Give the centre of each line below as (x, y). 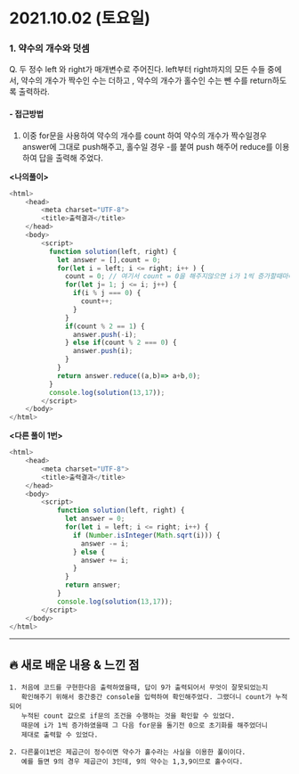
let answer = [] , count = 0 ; (109, 259)
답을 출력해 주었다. (71, 158)
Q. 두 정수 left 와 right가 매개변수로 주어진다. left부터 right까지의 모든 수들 (137, 70)
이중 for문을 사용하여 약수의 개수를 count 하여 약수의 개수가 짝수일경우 (144, 136)
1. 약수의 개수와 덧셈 (50, 48)
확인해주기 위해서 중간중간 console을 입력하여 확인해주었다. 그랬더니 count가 (146, 697)
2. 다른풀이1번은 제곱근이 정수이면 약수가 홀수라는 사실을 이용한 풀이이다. (128, 753)
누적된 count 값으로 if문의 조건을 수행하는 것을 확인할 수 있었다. (128, 716)
